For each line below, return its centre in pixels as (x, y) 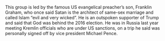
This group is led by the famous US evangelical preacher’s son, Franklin (79, 7)
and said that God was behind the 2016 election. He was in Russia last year (82, 23)
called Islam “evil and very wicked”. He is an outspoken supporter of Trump (82, 18)
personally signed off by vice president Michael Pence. (61, 33)
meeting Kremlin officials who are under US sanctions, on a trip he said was (82, 28)
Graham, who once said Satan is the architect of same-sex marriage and (79, 12)
